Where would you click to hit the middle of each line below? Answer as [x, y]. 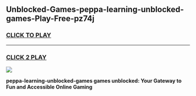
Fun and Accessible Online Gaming [49, 87]
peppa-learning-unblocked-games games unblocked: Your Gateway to [94, 80]
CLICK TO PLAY [29, 35]
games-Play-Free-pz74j [50, 19]
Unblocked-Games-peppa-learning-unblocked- [95, 10]
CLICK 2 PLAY [26, 57]
